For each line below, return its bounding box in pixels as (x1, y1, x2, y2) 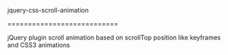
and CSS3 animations (7, 41, 71, 49)
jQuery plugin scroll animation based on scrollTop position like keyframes (7, 33, 221, 42)
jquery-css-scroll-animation (7, 6, 89, 14)
